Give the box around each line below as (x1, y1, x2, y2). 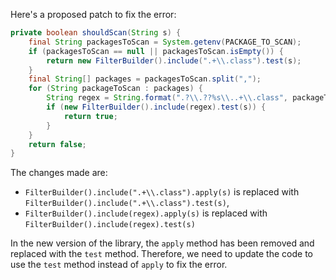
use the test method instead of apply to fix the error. (10, 259, 228, 271)
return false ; (28, 139, 87, 149)
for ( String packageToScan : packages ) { (28, 84, 203, 94)
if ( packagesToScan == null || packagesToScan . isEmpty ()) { (28, 46, 284, 56)
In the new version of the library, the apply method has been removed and (10, 237, 315, 249)
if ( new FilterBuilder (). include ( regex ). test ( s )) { (46, 102, 267, 112)
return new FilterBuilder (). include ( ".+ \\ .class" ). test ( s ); (46, 55, 302, 66)
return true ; (63, 111, 118, 121)
